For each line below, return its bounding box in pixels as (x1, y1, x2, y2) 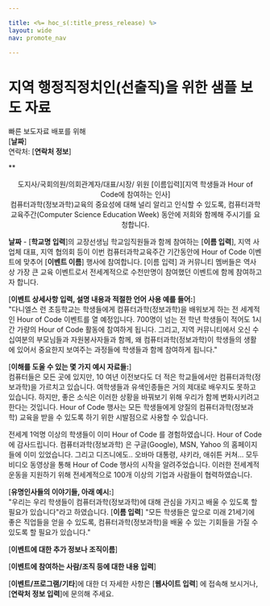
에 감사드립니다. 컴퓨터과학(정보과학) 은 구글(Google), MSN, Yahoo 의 (8, 440, 230, 449)
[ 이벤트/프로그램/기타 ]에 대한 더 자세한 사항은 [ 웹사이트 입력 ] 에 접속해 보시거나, (8, 579, 259, 589)
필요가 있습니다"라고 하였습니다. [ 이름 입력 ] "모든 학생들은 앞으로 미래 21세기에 (8, 508, 255, 517)
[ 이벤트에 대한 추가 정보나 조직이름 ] (8, 545, 118, 554)
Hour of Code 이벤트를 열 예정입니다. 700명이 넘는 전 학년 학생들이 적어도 (16, 315, 251, 324)
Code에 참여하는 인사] (100, 190, 171, 199)
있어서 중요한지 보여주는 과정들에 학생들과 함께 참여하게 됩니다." (16, 345, 218, 355)
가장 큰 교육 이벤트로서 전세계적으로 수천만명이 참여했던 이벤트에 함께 (16, 267, 235, 277)
